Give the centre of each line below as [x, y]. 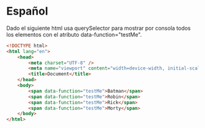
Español [27, 11]
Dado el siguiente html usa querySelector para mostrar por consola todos [99, 28]
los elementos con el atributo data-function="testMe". [74, 34]
